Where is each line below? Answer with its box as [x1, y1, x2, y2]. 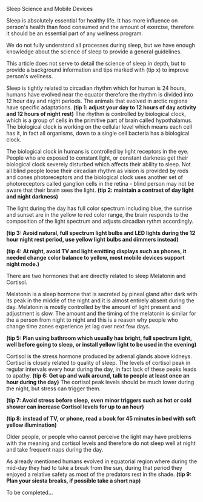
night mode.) [6, 260, 39, 268]
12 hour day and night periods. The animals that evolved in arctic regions [6, 97, 188, 104]
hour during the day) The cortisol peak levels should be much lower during [6, 379, 195, 385]
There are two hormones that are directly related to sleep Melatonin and [6, 273, 186, 279]
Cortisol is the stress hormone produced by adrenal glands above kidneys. [6, 353, 193, 360]
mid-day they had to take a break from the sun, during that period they [6, 464, 183, 471]
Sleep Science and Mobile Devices [6, 5, 93, 12]
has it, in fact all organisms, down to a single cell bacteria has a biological [6, 130, 190, 137]
